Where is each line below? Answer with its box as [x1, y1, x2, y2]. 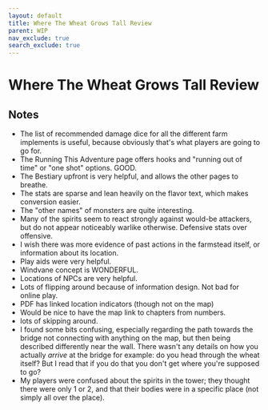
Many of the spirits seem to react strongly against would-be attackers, [19, 214, 252, 224]
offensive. [19, 231, 54, 241]
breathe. [19, 180, 48, 190]
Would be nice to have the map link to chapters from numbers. [19, 307, 226, 317]
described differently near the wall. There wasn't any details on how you [19, 342, 258, 352]
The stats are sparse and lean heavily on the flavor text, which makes [19, 189, 249, 199]
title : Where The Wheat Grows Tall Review [8, 19, 152, 27]
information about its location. [19, 248, 119, 258]
